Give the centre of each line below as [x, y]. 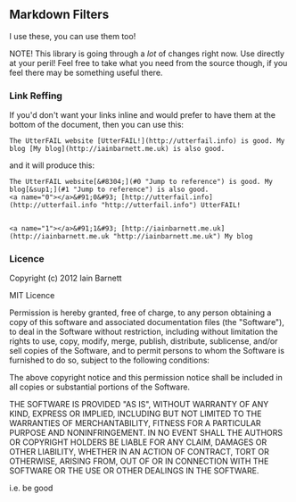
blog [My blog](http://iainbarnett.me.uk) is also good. [117, 149]
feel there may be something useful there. [86, 72]
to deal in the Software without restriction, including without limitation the [144, 332]
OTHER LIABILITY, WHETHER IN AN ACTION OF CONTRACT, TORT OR [139, 452]
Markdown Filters [59, 15]
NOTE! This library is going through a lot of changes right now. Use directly [147, 54]
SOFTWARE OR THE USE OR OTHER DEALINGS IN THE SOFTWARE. [134, 471]
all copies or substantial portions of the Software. [99, 387]
